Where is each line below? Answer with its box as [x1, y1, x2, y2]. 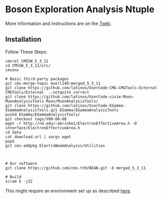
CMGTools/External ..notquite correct [5, 90, 90, 95]
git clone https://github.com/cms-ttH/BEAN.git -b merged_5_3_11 [5, 165, 146, 170]
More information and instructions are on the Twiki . [5, 20, 112, 26]
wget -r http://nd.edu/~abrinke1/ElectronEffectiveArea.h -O [5, 121, 137, 126]
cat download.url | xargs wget [5, 134, 71, 139]
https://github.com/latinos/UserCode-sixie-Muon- [27, 94, 135, 99]
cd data [5, 130, 22, 135]
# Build [5, 174, 22, 179]
